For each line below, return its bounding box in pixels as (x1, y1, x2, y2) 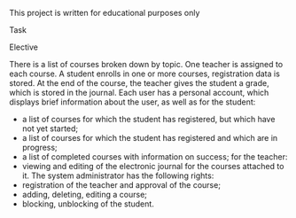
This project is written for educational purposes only (9, 8, 200, 18)
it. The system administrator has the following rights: (21, 170, 214, 181)
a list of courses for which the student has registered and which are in (21, 133, 278, 143)
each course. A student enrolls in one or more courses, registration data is (9, 68, 281, 79)
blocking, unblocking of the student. (21, 199, 155, 209)
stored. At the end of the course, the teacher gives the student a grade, (9, 78, 269, 88)
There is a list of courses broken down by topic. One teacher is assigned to (9, 59, 284, 69)
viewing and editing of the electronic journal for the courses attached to (21, 161, 284, 171)
